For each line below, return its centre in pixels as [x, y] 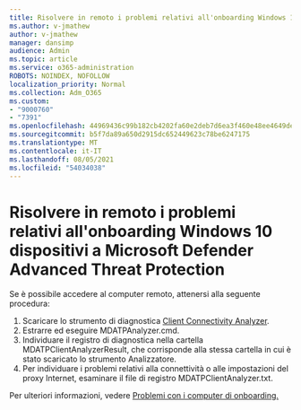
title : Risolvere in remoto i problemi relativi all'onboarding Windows [148, 17]
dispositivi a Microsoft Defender [131, 250]
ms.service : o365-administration [72, 68]
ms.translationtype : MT [54, 143]
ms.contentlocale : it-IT [56, 151]
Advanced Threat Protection [117, 269]
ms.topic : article [43, 59]
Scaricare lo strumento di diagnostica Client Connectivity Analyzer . [146, 321]
